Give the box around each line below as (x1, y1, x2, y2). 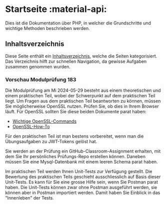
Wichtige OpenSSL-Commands (12, 118, 76, 124)
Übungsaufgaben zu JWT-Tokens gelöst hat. (5, 139, 97, 145)
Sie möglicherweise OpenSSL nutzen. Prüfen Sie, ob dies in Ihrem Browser (5, 103, 159, 109)
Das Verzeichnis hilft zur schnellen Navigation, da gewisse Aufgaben (5, 58, 147, 64)
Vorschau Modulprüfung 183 (5, 76, 76, 83)
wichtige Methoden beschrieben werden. (5, 25, 90, 31)
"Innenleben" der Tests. (5, 195, 54, 201)
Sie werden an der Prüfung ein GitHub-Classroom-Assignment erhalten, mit (5, 148, 161, 154)
